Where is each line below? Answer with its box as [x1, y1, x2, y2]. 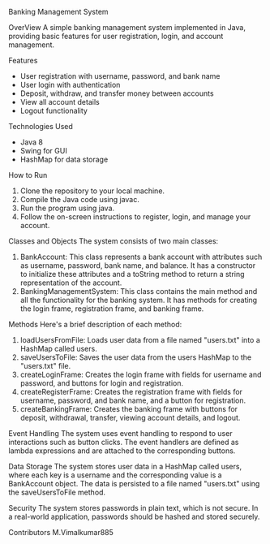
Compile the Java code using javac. [19, 195, 139, 204]
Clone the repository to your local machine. [19, 186, 165, 196]
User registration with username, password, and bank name [19, 71, 221, 80]
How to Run [8, 171, 48, 179]
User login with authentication [19, 80, 121, 89]
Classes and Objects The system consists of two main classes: [8, 236, 219, 246]
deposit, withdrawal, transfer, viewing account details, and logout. [19, 413, 241, 422]
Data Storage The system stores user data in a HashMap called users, [8, 462, 242, 471]
